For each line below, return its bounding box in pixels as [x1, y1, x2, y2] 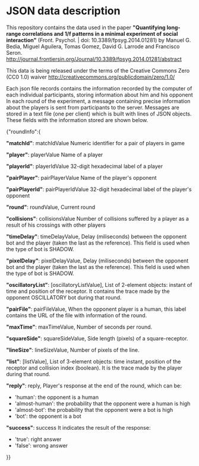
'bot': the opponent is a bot [14, 412, 81, 420]
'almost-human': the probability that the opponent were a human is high [14, 400, 191, 407]
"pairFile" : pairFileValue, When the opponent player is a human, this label [6, 305, 187, 312]
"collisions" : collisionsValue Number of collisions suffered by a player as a [6, 215, 189, 222]
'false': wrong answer [14, 442, 68, 449]
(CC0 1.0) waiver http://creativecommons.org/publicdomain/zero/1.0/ [6, 73, 175, 80]
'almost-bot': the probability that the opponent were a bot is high [14, 406, 173, 413]
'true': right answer [14, 436, 62, 443]
